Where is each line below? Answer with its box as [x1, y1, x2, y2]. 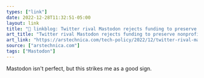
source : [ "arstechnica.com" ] [6, 43, 80, 49]
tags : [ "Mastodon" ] [6, 48, 56, 54]
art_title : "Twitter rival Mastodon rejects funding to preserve [6, 31, 175, 37]
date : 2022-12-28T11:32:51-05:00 [6, 15, 91, 21]
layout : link [6, 20, 39, 26]
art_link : [6, 37, 32, 43]
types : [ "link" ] [6, 8, 47, 15]
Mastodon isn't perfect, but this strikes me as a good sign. [6, 65, 152, 72]
